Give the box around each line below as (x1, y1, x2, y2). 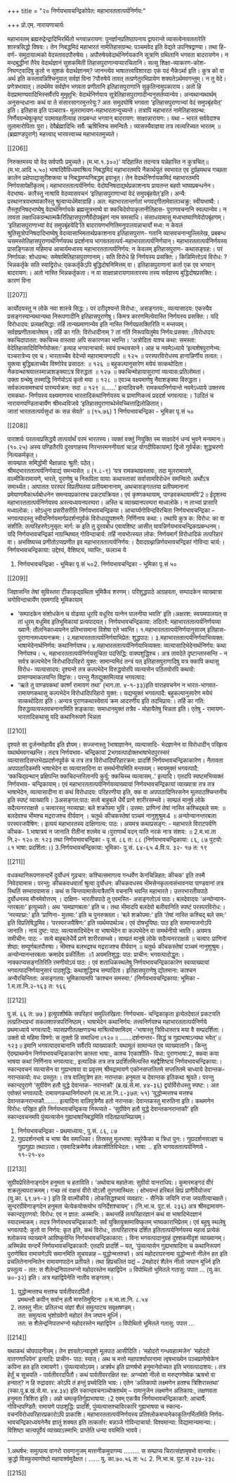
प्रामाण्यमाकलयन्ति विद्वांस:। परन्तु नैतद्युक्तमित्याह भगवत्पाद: (17, 673, 146, 681)
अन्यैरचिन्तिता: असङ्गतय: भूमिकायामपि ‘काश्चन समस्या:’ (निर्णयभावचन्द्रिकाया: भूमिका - (7, 974, 200, 982)
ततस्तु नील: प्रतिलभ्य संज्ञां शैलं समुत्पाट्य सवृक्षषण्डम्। (17, 1303, 136, 1311)
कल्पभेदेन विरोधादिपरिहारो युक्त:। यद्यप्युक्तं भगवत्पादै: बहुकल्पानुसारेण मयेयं (48, 689, 213, 697)
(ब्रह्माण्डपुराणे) (7, 130, 39, 138)
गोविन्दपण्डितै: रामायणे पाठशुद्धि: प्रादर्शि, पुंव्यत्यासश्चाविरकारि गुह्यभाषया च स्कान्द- (7, 1402, 183, 1410)
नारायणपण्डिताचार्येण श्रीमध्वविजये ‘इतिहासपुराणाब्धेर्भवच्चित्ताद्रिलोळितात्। (7, 399, 164, 408)
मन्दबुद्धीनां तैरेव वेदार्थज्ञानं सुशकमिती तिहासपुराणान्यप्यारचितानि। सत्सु (7, 58, 159, 67)
